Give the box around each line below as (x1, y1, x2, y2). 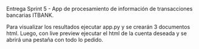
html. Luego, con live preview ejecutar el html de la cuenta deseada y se (6, 30, 187, 37)
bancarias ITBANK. (6, 11, 54, 19)
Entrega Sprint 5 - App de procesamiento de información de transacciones (6, 5, 193, 12)
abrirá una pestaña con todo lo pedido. (6, 36, 104, 43)
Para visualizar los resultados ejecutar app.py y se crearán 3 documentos (6, 24, 191, 30)
